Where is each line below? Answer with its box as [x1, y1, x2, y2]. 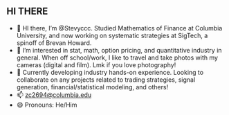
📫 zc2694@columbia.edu [16, 90, 91, 99]
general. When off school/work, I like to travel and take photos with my [16, 53, 219, 62]
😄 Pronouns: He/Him [16, 100, 77, 109]
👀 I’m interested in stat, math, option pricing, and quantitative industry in [16, 46, 222, 54]
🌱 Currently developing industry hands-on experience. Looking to [16, 68, 204, 76]
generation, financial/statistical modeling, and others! [16, 82, 169, 91]
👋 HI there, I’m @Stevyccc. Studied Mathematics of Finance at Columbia [16, 24, 223, 32]
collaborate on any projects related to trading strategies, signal [16, 76, 196, 84]
